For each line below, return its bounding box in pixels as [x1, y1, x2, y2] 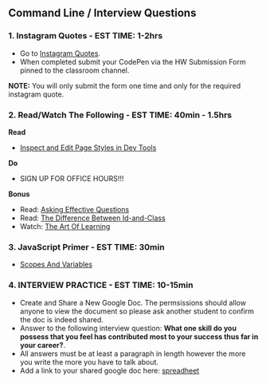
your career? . [19, 340, 66, 349]
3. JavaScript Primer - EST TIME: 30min [8, 241, 165, 252]
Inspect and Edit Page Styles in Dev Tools [19, 143, 157, 152]
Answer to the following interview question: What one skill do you [19, 323, 237, 333]
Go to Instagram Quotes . [19, 48, 101, 58]
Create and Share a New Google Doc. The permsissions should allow [19, 298, 247, 307]
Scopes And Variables [19, 259, 93, 270]
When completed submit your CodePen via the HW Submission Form [19, 57, 246, 66]
